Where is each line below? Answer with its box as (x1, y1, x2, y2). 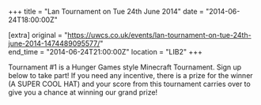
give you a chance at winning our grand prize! (8, 88, 158, 97)
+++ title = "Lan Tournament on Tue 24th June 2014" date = (8, 7, 204, 16)
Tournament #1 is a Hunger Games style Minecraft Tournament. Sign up (8, 62, 242, 72)
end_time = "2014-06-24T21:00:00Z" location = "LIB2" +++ (8, 47, 203, 56)
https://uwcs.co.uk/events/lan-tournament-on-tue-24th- (66, 31, 252, 39)
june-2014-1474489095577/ (8, 39, 100, 48)
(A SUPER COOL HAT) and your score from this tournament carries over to (8, 79, 251, 88)
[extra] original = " (8, 31, 68, 39)
